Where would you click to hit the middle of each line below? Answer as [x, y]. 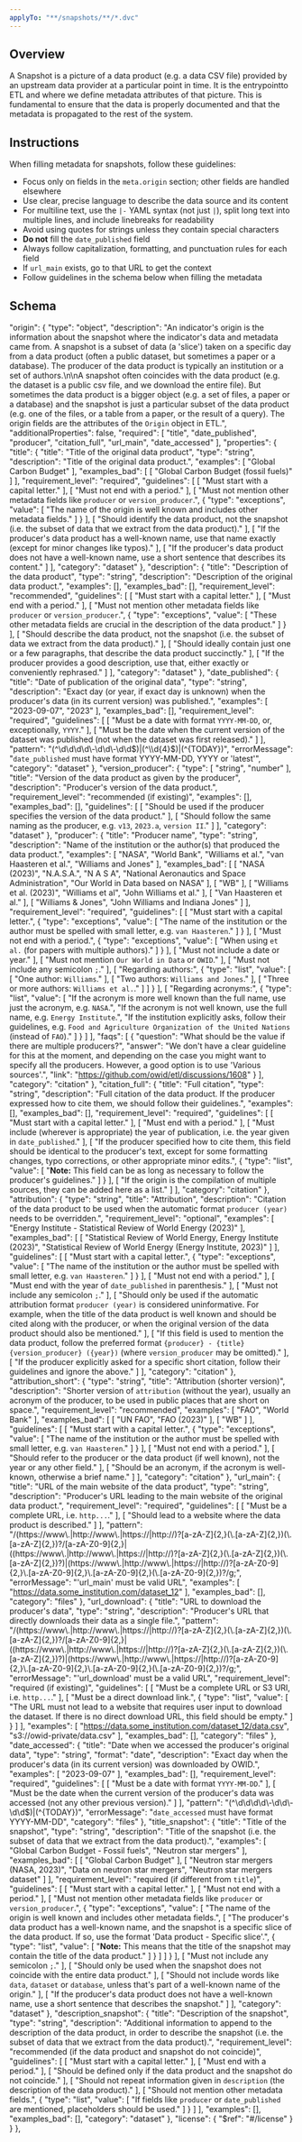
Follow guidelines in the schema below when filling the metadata [142, 278]
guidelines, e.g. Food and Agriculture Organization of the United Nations [150, 1027]
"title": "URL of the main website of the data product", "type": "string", [139, 1487]
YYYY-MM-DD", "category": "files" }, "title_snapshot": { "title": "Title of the [148, 1822]
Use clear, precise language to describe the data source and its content [155, 201]
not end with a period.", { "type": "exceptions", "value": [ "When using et [144, 941]
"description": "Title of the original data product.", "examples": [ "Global [142, 462]
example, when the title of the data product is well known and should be [143, 1314]
